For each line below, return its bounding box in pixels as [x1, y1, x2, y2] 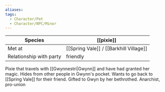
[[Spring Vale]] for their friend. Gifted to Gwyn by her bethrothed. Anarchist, [5, 76, 160, 82]
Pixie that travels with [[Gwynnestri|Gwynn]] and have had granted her [5, 66, 150, 72]
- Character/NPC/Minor [9, 21, 57, 26]
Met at [7, 45, 23, 52]
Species [24, 37, 45, 44]
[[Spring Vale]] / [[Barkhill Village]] [66, 45, 148, 52]
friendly [66, 53, 84, 60]
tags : [5, 12, 16, 17]
